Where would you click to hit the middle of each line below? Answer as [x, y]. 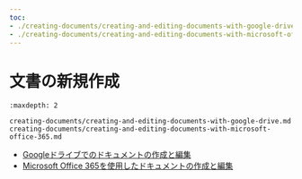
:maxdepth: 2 [34, 106]
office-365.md [36, 137]
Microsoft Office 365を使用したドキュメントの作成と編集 [128, 166]
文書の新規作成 [65, 81]
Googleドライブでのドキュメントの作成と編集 [107, 155]
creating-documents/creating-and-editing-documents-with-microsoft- [140, 129]
